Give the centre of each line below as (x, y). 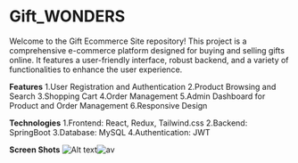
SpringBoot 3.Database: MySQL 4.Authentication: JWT (110, 132)
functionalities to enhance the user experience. (96, 69)
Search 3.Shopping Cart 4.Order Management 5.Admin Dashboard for (137, 96)
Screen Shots (35, 150)
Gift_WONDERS (67, 16)
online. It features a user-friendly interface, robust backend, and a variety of (149, 60)
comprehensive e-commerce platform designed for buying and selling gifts (147, 50)
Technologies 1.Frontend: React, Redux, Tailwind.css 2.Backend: (128, 123)
